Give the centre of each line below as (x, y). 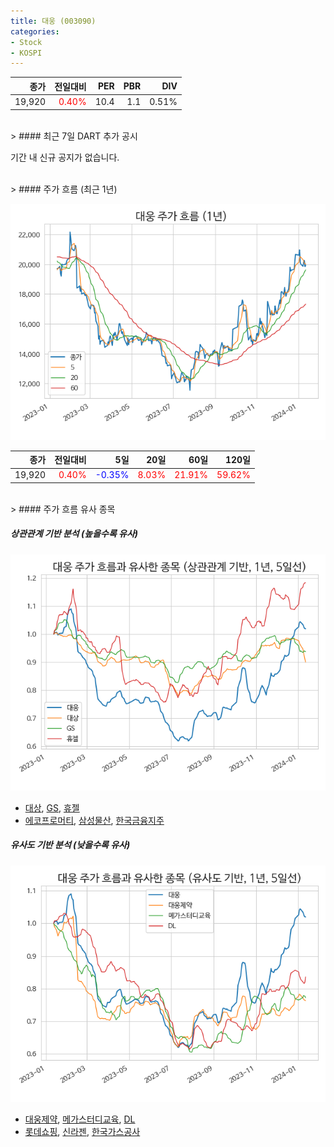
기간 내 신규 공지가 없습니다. (65, 157)
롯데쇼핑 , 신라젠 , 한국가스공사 (82, 1131)
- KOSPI (26, 53)
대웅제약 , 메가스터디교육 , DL (80, 1119)
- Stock (26, 42)
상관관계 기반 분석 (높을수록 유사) (74, 534)
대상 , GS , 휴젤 (52, 807)
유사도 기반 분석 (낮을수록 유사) (70, 845)
